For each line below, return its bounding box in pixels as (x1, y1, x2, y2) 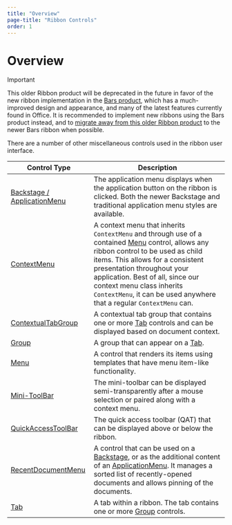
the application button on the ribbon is (93, 183, 217, 193)
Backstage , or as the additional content (93, 452, 221, 462)
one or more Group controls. (93, 506, 186, 516)
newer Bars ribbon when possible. (7, 126, 105, 134)
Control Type (26, 163, 71, 173)
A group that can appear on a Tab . (93, 338, 204, 348)
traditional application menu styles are (93, 201, 217, 210)
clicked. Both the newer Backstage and (93, 192, 220, 201)
